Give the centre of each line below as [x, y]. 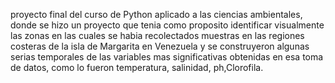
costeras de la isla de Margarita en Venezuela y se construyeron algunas [160, 46]
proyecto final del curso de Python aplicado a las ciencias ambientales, [156, 14]
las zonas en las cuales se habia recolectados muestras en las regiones [157, 35]
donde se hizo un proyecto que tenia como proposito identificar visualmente [167, 25]
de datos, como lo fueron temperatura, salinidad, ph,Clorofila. [137, 67]
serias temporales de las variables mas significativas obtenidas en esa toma [167, 57]
